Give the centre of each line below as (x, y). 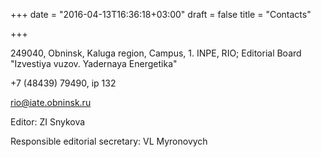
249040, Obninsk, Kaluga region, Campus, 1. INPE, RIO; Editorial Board (156, 53)
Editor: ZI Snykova (48, 122)
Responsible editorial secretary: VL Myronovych (109, 141)
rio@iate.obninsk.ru (51, 102)
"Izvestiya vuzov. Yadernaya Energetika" (94, 63)
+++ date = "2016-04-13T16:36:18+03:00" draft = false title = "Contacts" (161, 14)
